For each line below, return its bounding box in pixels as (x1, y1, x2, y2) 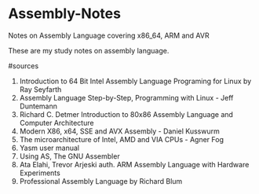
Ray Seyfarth (19, 84, 62, 94)
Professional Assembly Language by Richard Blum (19, 176, 183, 185)
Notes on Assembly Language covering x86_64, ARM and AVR (8, 31, 210, 40)
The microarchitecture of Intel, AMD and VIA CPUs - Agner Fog (19, 134, 224, 144)
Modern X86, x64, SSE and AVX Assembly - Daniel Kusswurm (19, 126, 220, 136)
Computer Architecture (19, 118, 94, 127)
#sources (8, 60, 39, 71)
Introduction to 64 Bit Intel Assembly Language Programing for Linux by (19, 76, 252, 86)
